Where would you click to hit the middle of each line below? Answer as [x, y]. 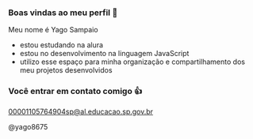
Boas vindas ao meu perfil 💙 [63, 13]
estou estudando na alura [61, 45]
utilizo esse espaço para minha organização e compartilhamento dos [132, 62]
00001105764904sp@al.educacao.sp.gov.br [80, 111]
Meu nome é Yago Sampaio [53, 30]
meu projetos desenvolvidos [66, 70]
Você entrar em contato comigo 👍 [75, 92]
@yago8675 [28, 126]
